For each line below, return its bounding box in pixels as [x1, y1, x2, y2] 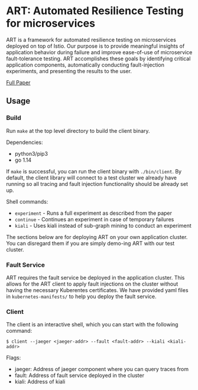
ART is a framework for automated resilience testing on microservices [6, 36, 176, 43]
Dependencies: [6, 139, 43, 146]
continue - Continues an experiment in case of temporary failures [14, 215, 174, 222]
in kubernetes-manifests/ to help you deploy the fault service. [6, 293, 157, 300]
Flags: [6, 354, 21, 361]
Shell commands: [6, 198, 48, 205]
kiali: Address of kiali [14, 378, 66, 385]
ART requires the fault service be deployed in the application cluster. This [6, 274, 185, 281]
